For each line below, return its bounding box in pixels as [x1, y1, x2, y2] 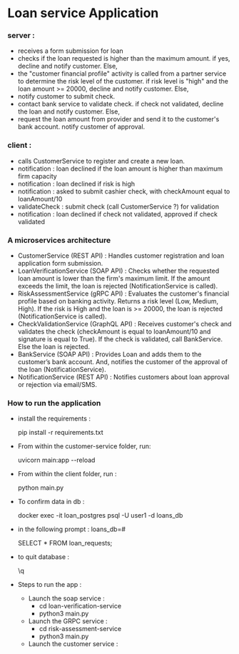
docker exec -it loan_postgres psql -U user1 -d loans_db [17, 511, 183, 520]
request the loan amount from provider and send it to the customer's [17, 115, 220, 124]
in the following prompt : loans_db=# [17, 525, 126, 533]
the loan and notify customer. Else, [17, 107, 120, 116]
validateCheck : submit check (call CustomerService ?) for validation [17, 202, 220, 211]
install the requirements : [17, 414, 91, 423]
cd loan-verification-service [39, 602, 122, 610]
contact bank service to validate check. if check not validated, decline [17, 100, 224, 109]
